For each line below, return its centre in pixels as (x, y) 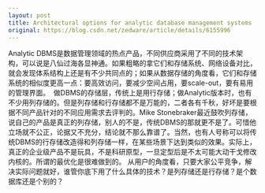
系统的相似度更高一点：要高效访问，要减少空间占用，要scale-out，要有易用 (131, 83)
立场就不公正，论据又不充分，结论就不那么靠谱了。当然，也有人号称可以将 (129, 132)
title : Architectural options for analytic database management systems (130, 23)
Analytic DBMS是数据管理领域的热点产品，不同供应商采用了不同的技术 (122, 54)
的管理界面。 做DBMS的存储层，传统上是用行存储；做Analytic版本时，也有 (130, 93)
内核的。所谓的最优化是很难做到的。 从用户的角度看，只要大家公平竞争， (127, 161)
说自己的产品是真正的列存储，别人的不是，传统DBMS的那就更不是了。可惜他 (132, 122)
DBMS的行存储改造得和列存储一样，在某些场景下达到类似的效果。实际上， (135, 142)
